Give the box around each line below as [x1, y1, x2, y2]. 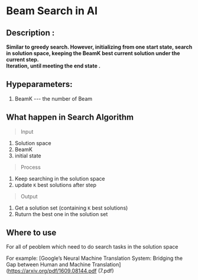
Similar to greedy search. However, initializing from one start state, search [6, 43, 193, 50]
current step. [6, 56, 40, 63]
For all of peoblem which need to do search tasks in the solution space [6, 243, 178, 250]
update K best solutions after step [14, 181, 96, 188]
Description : [6, 28, 55, 38]
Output [20, 192, 38, 199]
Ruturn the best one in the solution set [14, 210, 108, 217]
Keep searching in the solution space [14, 175, 105, 182]
